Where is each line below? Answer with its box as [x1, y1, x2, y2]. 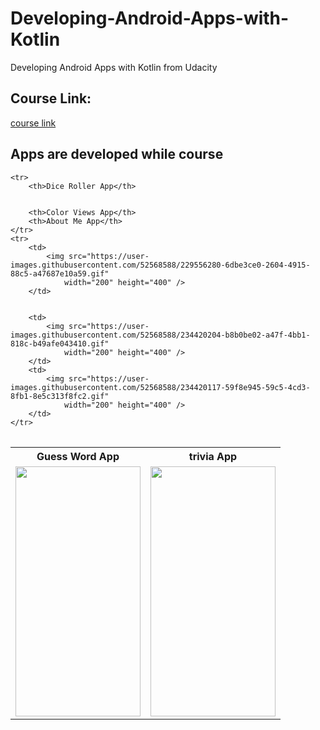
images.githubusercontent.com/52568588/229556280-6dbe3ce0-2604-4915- [10, 260, 311, 270]
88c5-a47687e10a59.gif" [10, 268, 110, 279]
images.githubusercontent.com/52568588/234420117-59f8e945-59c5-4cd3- [10, 382, 311, 392]
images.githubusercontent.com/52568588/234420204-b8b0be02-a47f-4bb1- [10, 330, 311, 340]
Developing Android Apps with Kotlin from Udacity [10, 61, 218, 73]
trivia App [188, 449, 238, 463]
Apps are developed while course [10, 146, 224, 163]
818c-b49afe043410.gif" [10, 338, 110, 349]
